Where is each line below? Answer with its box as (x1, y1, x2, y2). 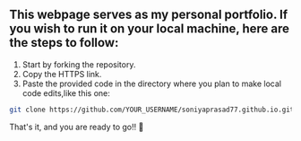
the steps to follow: (9, 35, 119, 50)
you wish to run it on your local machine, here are (9, 22, 289, 37)
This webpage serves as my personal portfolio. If (9, 7, 288, 22)
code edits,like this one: (21, 87, 110, 98)
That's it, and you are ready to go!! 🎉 (9, 121, 144, 132)
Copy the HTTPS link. (21, 68, 102, 79)
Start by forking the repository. (21, 58, 136, 70)
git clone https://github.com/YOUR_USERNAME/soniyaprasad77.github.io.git (9, 105, 295, 114)
